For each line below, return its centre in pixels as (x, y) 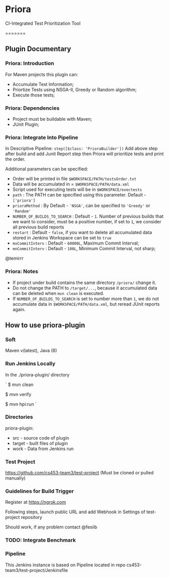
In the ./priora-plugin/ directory (37, 374)
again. (19, 309)
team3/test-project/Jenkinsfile (36, 570)
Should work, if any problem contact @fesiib (51, 527)
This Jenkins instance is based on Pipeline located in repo (65, 565)
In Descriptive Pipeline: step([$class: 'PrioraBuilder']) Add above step (81, 149)
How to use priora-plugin (45, 325)
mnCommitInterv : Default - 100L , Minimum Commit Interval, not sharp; (84, 249)
